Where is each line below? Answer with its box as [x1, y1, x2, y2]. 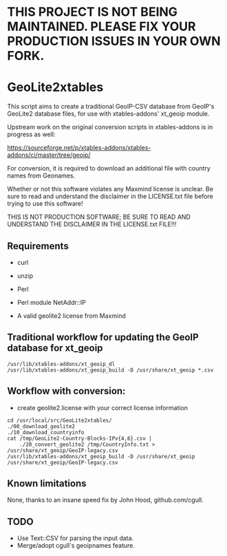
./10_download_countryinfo [7, 429, 85, 436]
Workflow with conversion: [7, 385, 126, 397]
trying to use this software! [7, 200, 84, 208]
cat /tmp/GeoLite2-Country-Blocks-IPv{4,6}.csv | [7, 435, 153, 442]
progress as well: [7, 130, 56, 138]
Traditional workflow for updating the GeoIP [7, 332, 199, 343]
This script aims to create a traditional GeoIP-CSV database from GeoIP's [7, 103, 215, 111]
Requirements [7, 240, 69, 252]
